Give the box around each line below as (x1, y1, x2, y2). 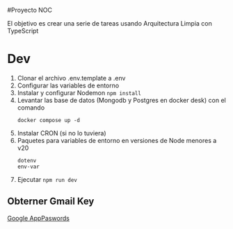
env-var (17, 163, 40, 170)
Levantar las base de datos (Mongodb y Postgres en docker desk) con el (17, 96, 226, 104)
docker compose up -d (17, 117, 80, 124)
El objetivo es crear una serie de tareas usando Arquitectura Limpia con (7, 19, 212, 27)
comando (17, 103, 45, 112)
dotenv (17, 157, 37, 164)
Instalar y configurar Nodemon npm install (17, 88, 141, 96)
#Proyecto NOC (7, 6, 52, 14)
